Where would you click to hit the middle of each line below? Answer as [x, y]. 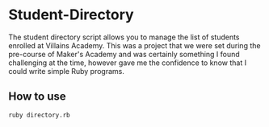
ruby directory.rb [39, 115]
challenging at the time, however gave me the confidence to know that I [128, 63]
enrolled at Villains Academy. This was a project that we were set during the [134, 45]
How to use [37, 97]
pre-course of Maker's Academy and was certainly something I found [124, 54]
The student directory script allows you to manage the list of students [124, 37]
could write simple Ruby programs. [67, 71]
